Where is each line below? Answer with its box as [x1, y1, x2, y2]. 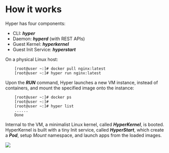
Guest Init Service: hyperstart [12, 46, 76, 52]
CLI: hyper [12, 30, 36, 36]
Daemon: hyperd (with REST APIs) [12, 36, 85, 42]
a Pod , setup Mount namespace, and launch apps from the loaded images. [5, 132, 162, 138]
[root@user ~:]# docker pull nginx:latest [14, 66, 106, 71]
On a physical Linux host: [5, 56, 59, 62]
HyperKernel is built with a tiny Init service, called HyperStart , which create [5, 127, 164, 133]
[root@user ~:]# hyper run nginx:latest [14, 70, 101, 76]
